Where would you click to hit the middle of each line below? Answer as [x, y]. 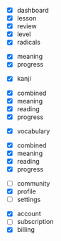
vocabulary [33, 131]
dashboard [33, 10]
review [27, 26]
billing [26, 230]
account [29, 214]
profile [26, 191]
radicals [28, 43]
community [33, 184]
